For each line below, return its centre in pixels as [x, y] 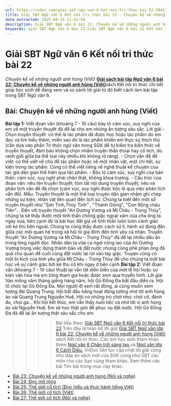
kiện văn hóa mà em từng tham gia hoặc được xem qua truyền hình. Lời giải [84, 275]
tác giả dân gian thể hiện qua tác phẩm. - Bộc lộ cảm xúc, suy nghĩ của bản [84, 172]
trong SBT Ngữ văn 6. [28, 95]
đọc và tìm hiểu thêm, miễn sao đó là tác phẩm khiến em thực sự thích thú [83, 140]
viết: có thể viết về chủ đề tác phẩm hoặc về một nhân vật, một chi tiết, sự [83, 161]
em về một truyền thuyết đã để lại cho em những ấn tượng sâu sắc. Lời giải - [85, 129]
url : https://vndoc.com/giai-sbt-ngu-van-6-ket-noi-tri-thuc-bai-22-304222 [87, 10]
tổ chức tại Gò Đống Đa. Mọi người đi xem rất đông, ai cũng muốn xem [79, 286]
